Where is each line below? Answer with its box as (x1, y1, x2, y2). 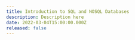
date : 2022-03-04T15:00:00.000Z (6, 19, 87, 25)
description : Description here (6, 14, 84, 20)
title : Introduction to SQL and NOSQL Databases (6, 8, 130, 15)
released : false (6, 25, 47, 31)
